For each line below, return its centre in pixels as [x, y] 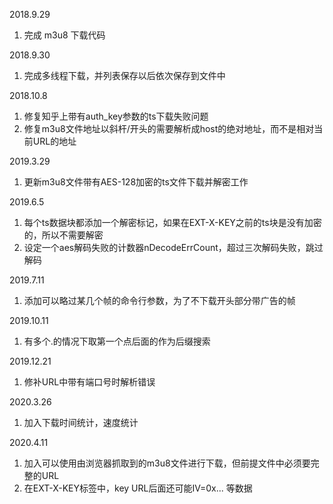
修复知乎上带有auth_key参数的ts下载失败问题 [116, 116]
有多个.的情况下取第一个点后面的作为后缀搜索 [117, 341]
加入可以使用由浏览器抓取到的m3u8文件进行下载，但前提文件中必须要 [167, 463]
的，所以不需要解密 [63, 235]
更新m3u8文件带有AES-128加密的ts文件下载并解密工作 [136, 182]
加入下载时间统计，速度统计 [81, 422]
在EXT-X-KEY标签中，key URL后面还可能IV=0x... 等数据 [138, 488]
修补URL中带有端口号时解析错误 [89, 382]
